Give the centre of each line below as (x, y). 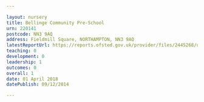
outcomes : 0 (21, 68)
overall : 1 (20, 73)
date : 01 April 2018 (32, 79)
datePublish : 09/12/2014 (38, 84)
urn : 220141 (21, 28)
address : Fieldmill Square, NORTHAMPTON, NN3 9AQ (70, 40)
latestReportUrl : (28, 45)
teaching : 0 (21, 51)
